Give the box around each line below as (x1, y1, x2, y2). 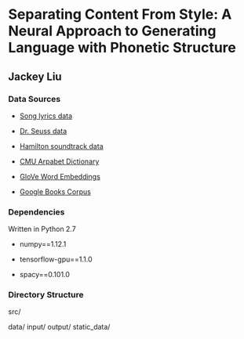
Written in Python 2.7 (8, 225, 76, 234)
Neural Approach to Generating (8, 22, 217, 40)
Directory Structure (8, 290, 84, 301)
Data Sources (8, 93, 61, 104)
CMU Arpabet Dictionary (19, 157, 100, 166)
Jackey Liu (8, 70, 62, 83)
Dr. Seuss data (19, 126, 67, 135)
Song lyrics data (19, 111, 73, 121)
